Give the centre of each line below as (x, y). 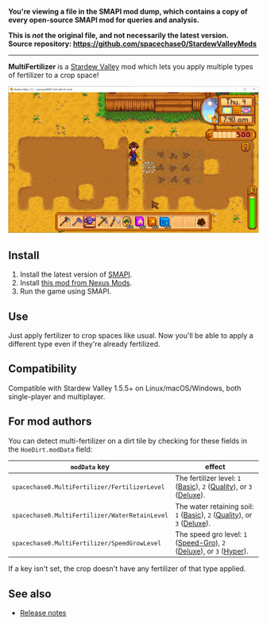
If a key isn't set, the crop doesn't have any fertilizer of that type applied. (127, 569)
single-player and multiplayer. (57, 396)
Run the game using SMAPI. (65, 291)
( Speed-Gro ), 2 (201, 542)
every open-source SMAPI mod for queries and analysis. (104, 20)
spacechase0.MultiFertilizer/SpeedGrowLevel (86, 543)
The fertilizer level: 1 (208, 478)
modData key (90, 467)
